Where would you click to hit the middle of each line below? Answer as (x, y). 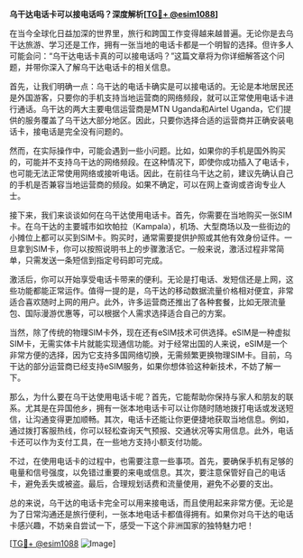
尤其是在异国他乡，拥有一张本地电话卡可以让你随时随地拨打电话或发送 (155, 408)
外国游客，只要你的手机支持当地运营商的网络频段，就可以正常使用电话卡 (151, 98)
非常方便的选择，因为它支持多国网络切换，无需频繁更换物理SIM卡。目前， (147, 355)
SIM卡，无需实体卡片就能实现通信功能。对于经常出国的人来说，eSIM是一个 (148, 344)
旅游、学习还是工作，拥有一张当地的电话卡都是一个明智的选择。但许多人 (159, 45)
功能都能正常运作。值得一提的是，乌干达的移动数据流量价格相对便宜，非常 (155, 291)
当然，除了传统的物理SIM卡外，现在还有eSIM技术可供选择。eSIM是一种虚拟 (150, 332)
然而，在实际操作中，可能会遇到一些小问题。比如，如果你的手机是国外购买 (147, 151)
